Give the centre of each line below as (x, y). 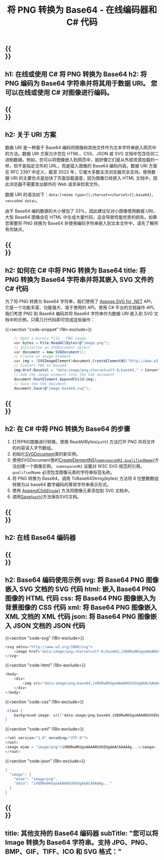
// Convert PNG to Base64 (40, 366)
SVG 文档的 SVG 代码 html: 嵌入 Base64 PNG (88, 589)
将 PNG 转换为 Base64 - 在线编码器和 (82, 10)
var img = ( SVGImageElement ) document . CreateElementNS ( (71, 361)
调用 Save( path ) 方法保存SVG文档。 (47, 497)
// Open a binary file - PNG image (50, 338)
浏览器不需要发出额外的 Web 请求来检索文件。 (56, 184)
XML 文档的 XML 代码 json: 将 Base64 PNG (71, 617)
